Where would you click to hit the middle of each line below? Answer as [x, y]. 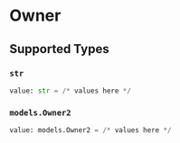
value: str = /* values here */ [70, 91]
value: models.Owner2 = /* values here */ [90, 130]
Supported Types [60, 49]
